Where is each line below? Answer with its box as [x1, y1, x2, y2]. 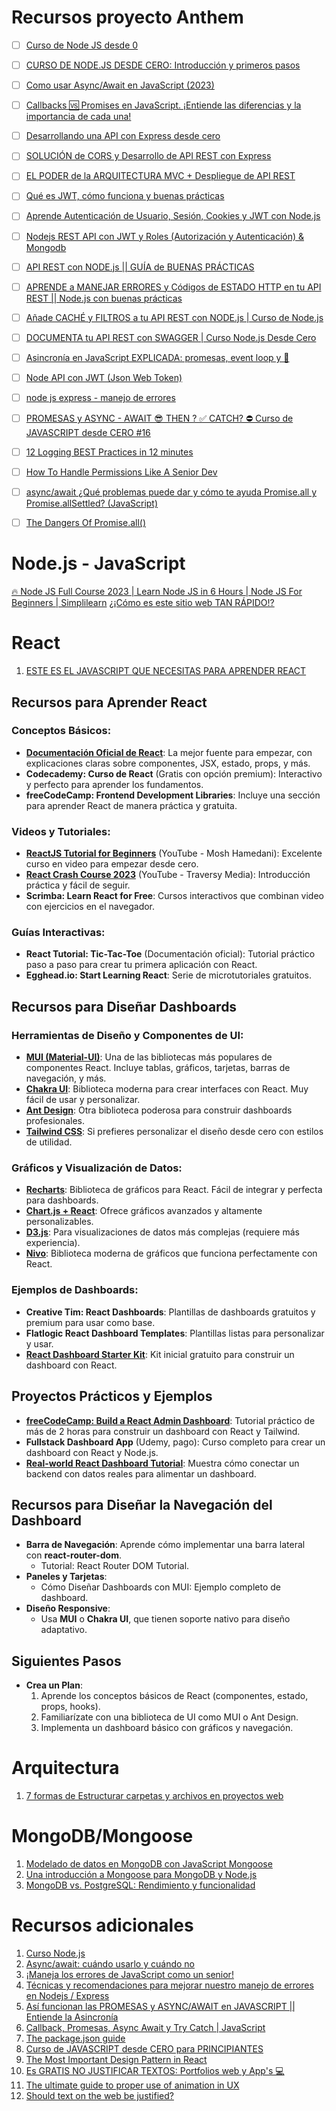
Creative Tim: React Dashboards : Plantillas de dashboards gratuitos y [25, 1306, 316, 1318]
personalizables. [25, 1216, 94, 1228]
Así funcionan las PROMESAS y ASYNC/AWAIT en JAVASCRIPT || [25, 2000, 296, 2012]
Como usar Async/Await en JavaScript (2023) [25, 79, 215, 91]
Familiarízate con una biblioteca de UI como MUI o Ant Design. [40, 1711, 299, 1723]
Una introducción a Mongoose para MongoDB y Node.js [25, 1869, 258, 1880]
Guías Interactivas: [11, 926, 106, 940]
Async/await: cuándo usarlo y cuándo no [25, 1957, 195, 1970]
